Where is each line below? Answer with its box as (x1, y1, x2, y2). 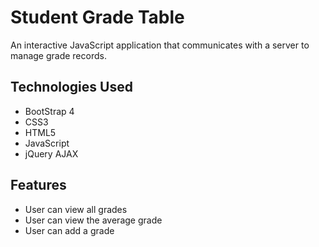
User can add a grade (24, 224, 115, 236)
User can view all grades (24, 203, 128, 215)
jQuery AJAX (24, 147, 79, 160)
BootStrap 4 (24, 105, 75, 117)
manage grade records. (10, 49, 107, 61)
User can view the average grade (24, 214, 163, 226)
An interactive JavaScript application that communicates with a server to (10, 39, 310, 51)
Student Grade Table (10, 6, 185, 29)
